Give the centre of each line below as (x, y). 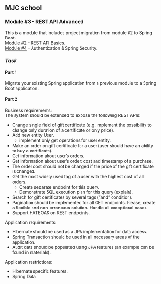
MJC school (24, 8)
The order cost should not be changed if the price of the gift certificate (83, 166)
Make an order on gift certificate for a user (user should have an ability (83, 146)
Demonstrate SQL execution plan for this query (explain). (76, 192)
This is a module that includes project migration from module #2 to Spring (79, 32)
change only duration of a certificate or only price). (63, 130)
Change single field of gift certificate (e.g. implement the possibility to (82, 125)
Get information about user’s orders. (48, 156)
